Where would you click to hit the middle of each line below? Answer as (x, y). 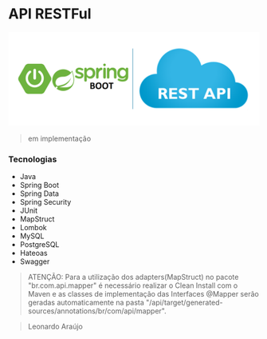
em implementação (59, 138)
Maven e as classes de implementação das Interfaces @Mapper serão (143, 294)
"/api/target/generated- (185, 303)
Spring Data (39, 193)
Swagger (35, 261)
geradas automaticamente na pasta (86, 303)
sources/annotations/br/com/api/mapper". (97, 311)
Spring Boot (39, 185)
